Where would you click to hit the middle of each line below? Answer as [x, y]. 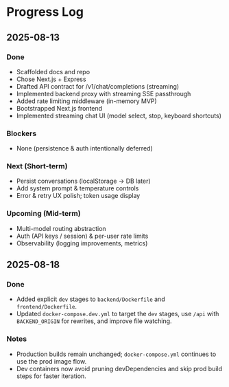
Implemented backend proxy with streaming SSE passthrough [104, 93]
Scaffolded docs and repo [53, 71]
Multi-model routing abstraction [61, 228]
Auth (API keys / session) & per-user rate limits [82, 236]
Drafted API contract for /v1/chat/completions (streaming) [98, 86]
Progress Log [45, 12]
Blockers [22, 133]
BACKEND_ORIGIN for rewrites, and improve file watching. [94, 321]
